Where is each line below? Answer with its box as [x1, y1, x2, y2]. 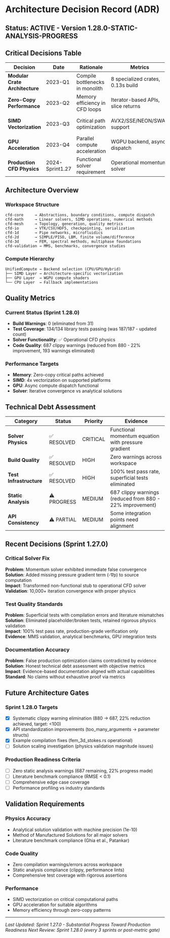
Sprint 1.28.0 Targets [5, 703, 58, 711]
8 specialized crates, [110, 75, 160, 83]
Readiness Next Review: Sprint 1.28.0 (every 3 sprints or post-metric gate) [5, 927, 160, 933]
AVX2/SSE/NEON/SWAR [110, 118, 169, 125]
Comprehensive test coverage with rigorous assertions [12, 872, 127, 878]
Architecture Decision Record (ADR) [5, 4, 160, 15]
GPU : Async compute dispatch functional [12, 382, 99, 388]
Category [14, 418, 38, 425]
